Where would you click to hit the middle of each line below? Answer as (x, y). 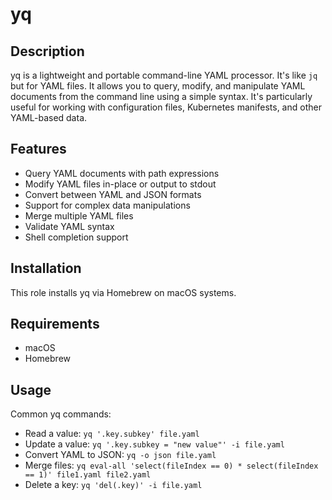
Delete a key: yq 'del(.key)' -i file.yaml (113, 485)
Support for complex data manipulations (107, 205)
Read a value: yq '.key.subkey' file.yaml (112, 434)
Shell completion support (76, 237)
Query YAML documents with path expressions (122, 173)
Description (47, 51)
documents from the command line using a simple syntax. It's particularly (161, 96)
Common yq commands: (61, 414)
